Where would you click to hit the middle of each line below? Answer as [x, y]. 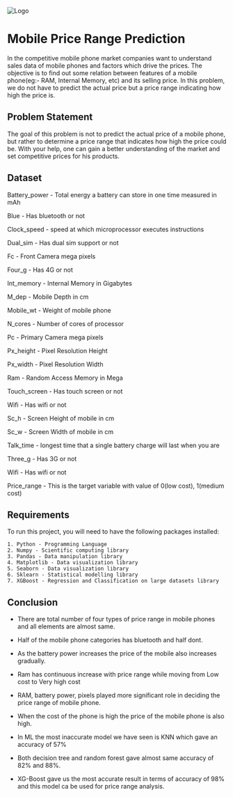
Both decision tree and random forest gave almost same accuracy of [115, 758]
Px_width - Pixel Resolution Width [55, 364]
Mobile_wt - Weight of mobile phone [59, 310]
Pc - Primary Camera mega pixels [55, 337]
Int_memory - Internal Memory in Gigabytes [70, 283]
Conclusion [33, 602]
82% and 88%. [39, 766]
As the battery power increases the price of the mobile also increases [117, 653]
